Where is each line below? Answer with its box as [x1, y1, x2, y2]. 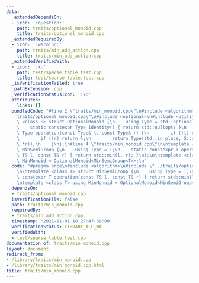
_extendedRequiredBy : [11, 36, 65, 42]
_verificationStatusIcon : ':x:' [11, 91, 92, 97]
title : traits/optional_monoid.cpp [17, 31, 105, 37]
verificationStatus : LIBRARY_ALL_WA [11, 224, 102, 230]
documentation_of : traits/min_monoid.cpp [6, 240, 110, 246]
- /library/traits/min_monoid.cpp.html [6, 262, 105, 269]
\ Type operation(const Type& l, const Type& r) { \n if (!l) [17, 130, 190, 136]
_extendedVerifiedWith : [11, 58, 70, 64]
